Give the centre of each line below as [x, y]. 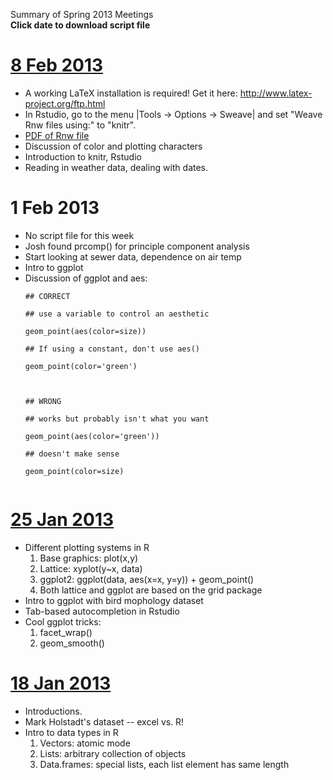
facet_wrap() [66, 632]
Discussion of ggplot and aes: [86, 278]
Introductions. [53, 711]
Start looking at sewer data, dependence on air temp [133, 256]
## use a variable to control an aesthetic [117, 314]
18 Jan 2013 [61, 683]
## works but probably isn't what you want [117, 419]
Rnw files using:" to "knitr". [80, 125]
